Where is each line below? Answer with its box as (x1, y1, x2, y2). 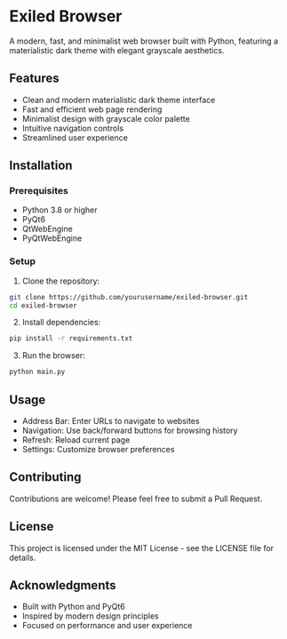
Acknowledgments (9, 578, 117, 593)
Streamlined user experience (21, 132, 129, 143)
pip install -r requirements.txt (9, 334, 133, 343)
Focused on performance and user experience (21, 620, 193, 631)
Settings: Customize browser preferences (21, 444, 175, 455)
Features (9, 71, 60, 86)
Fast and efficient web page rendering (21, 104, 163, 115)
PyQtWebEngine (21, 233, 83, 244)
